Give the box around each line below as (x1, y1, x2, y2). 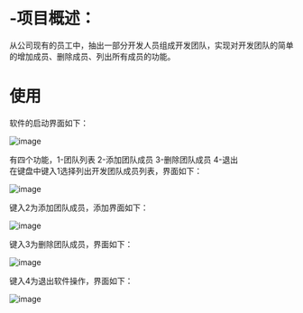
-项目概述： (9, 8, 96, 29)
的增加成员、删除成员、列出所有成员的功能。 (9, 51, 176, 61)
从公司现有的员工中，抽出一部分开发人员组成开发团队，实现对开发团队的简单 (9, 40, 294, 51)
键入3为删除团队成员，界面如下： (9, 238, 133, 249)
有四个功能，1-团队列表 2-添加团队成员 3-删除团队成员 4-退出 (9, 154, 239, 165)
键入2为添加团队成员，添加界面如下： (9, 202, 149, 213)
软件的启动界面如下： (9, 117, 88, 128)
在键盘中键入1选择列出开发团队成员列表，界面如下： (9, 165, 203, 176)
